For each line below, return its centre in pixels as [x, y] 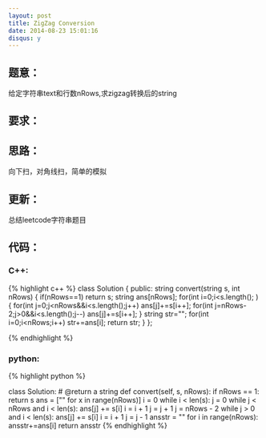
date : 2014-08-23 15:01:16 [53, 30]
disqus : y [25, 38]
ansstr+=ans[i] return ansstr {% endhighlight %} [88, 426]
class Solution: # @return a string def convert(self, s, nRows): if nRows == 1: [134, 392]
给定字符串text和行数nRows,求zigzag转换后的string [93, 94]
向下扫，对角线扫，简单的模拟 [57, 171]
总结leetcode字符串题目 [47, 220]
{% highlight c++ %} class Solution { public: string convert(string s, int [124, 288]
